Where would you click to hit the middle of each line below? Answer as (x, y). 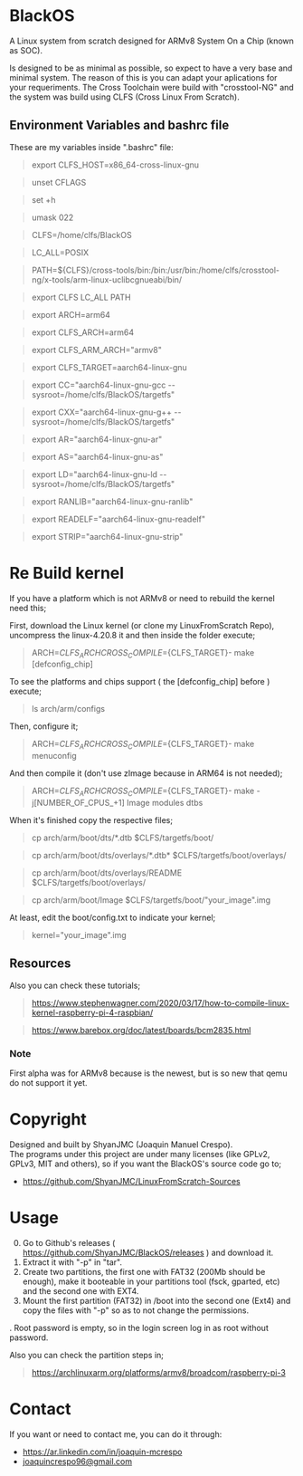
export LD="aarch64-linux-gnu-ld (95, 474)
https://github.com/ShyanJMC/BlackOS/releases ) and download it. (148, 1253)
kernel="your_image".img (79, 935)
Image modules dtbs (165, 803)
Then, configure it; (44, 726)
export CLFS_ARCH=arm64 (82, 332)
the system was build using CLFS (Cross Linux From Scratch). (124, 97)
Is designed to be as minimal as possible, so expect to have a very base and (151, 68)
